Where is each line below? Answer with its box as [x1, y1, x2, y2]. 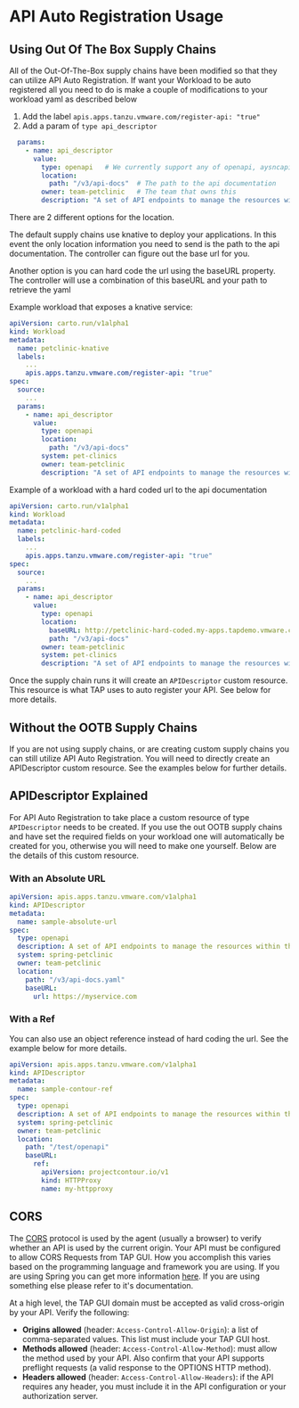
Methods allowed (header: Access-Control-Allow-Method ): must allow [21, 1343, 278, 1354]
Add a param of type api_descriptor [21, 120, 158, 131]
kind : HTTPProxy [41, 1175, 101, 1185]
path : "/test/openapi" [25, 1143, 109, 1152]
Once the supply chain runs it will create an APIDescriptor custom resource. [9, 675, 288, 686]
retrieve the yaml [9, 284, 71, 295]
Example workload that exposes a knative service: [9, 301, 193, 312]
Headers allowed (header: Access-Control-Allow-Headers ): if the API [21, 1371, 274, 1382]
